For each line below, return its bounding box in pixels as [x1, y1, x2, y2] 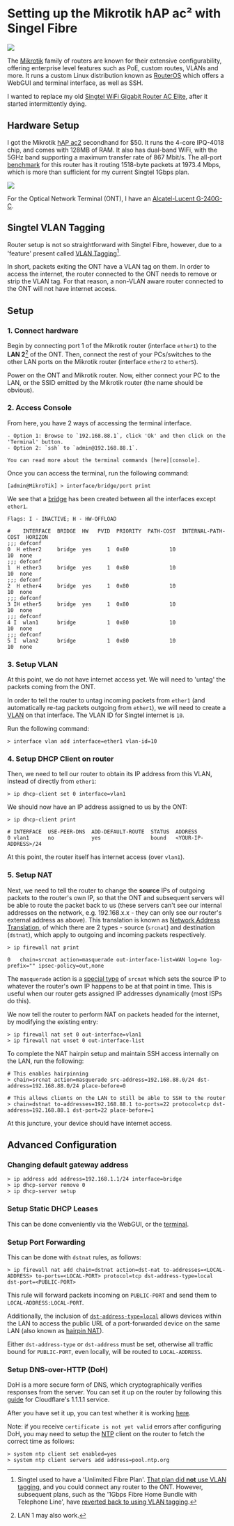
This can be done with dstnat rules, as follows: [7, 1253, 141, 1261]
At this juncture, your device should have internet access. [7, 1119, 173, 1127]
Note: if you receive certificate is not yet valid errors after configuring [7, 1422, 221, 1431]
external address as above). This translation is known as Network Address [7, 915, 221, 924]
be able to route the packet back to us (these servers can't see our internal [7, 901, 222, 909]
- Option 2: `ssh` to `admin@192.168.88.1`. [7, 444, 139, 451]
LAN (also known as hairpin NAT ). [7, 1327, 104, 1335]
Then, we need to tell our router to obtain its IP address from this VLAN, [7, 770, 212, 778]
